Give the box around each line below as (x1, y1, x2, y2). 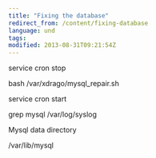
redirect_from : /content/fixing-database (8, 19, 149, 27)
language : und (8, 26, 56, 34)
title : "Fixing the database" (8, 11, 110, 20)
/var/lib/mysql (8, 140, 54, 150)
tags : (8, 34, 26, 42)
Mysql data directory (8, 125, 78, 135)
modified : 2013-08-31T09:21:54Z (8, 41, 116, 49)
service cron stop (8, 63, 66, 73)
